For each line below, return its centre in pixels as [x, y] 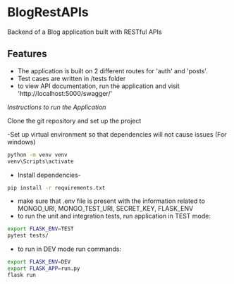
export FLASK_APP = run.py [44, 268]
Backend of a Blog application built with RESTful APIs [85, 32]
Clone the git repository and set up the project [74, 121]
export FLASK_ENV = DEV [39, 262]
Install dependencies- [49, 175]
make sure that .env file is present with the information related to [111, 201]
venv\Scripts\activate [41, 161]
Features [27, 54]
